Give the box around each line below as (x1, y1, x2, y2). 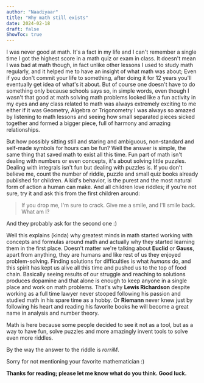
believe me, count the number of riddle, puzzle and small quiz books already (6, 170, 199, 177)
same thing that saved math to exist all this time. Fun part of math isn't (6, 151, 183, 159)
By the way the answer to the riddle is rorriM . (6, 346, 120, 354)
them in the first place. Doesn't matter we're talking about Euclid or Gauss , (6, 245, 195, 252)
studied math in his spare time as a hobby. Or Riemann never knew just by (6, 296, 193, 304)
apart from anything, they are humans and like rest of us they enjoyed (6, 251, 181, 259)
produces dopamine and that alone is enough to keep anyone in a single (6, 277, 188, 284)
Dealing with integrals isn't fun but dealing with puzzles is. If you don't (6, 164, 183, 171)
